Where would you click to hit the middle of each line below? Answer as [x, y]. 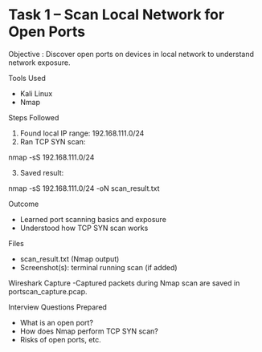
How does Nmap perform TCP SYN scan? [89, 331]
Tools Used [27, 78]
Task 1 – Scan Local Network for [117, 15]
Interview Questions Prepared [57, 307]
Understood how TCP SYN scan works [84, 228]
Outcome [24, 204]
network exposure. [39, 63]
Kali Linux [36, 93]
